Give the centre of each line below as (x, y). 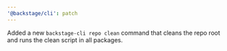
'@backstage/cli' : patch (42, 13)
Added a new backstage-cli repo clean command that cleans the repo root (114, 33)
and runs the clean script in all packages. (65, 40)
